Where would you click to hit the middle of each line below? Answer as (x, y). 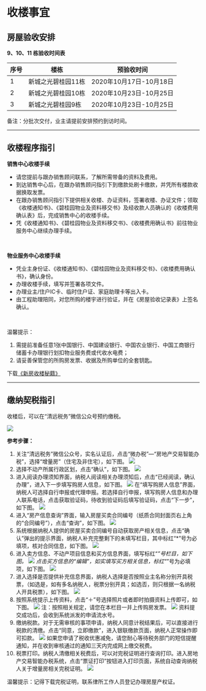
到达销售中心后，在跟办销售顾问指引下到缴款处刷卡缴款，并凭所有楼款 (104, 184)
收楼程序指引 (31, 148)
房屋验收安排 (31, 37)
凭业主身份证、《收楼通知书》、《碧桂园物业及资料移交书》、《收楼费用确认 (105, 268)
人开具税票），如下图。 (44, 592)
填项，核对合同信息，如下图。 (53, 546)
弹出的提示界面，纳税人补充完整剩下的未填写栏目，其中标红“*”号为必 (110, 538)
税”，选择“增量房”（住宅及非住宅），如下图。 (72, 461)
